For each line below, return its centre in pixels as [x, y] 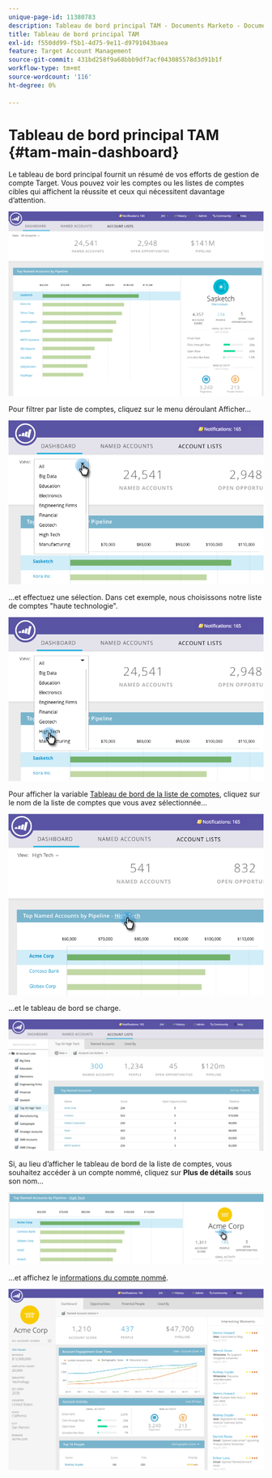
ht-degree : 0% [32, 85]
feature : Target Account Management [70, 51]
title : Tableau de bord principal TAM [74, 34]
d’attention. [27, 200]
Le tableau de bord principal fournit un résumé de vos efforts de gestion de [134, 175]
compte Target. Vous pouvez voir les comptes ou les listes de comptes [126, 183]
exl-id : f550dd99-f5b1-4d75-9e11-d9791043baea [88, 43]
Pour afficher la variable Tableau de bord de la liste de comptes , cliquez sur [134, 794]
